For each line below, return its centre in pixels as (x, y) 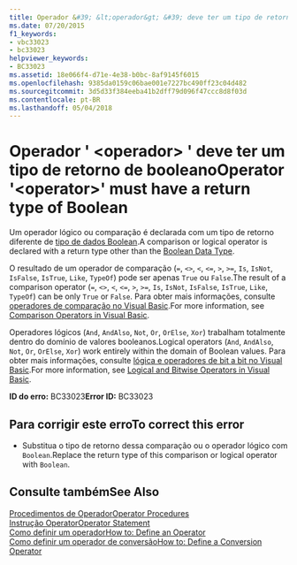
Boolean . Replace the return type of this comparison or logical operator (150, 455)
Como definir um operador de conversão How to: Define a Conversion (136, 541)
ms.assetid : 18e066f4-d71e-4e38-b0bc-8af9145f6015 (104, 75)
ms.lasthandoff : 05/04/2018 (61, 108)
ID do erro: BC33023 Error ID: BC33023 (81, 397)
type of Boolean (69, 208)
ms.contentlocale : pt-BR (55, 99)
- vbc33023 (29, 42)
